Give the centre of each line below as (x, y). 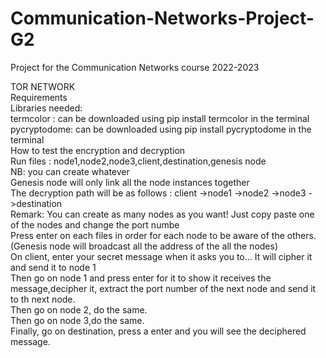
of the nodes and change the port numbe (95, 224)
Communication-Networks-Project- (162, 18)
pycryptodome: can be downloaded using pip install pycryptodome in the (161, 129)
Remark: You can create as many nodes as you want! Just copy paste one (162, 214)
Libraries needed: (46, 108)
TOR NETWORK (43, 86)
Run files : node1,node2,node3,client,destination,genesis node (138, 161)
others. (301, 235)
